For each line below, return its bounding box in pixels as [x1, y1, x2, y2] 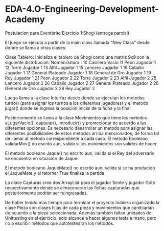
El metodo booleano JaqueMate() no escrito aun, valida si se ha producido [5, 165, 155, 171]
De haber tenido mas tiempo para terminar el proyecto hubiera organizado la [5, 199, 160, 205]
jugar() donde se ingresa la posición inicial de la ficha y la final [5, 105, 131, 111]
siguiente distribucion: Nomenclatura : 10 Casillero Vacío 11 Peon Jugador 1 [5, 59, 156, 65]
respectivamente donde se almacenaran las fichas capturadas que [5, 185, 140, 190]
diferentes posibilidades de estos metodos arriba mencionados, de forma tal [5, 130, 159, 136]
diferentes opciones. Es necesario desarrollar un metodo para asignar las [5, 125, 153, 131]
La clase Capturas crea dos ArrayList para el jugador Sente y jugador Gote [5, 180, 156, 185]
